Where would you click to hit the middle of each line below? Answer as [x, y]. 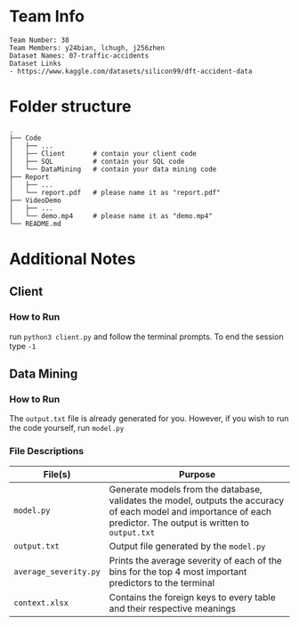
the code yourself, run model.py [67, 428]
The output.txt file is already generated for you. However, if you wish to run [149, 419]
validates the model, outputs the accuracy [197, 500]
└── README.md [36, 224]
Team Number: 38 [39, 40]
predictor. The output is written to [179, 523]
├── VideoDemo [36, 200]
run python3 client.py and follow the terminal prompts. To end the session [146, 337]
